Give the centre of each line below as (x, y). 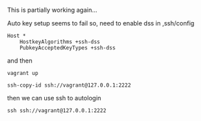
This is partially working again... (52, 10)
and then (20, 60)
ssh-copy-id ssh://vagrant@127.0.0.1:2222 (69, 85)
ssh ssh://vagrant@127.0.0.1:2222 (57, 111)
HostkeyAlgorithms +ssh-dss (60, 42)
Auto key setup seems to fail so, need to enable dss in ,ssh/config (101, 23)
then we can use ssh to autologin (54, 98)
